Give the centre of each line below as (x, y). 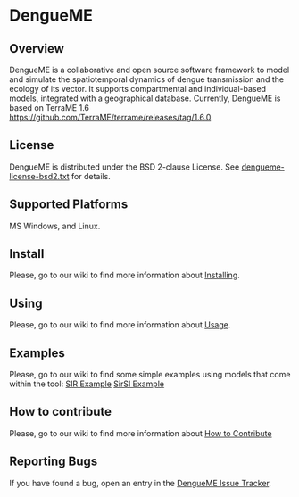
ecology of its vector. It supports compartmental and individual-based (137, 89)
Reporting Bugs (54, 462)
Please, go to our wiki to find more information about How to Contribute (141, 433)
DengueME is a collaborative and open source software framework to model (149, 70)
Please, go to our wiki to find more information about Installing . (125, 275)
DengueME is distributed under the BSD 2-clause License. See (125, 167)
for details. (91, 176)
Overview (37, 49)
